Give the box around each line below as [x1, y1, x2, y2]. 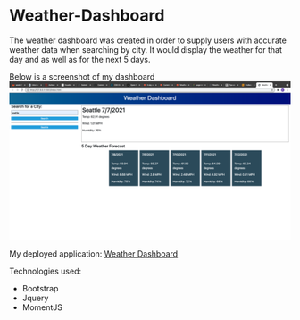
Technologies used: [9, 265, 82, 277]
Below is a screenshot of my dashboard [9, 71, 155, 81]
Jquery [21, 292, 49, 304]
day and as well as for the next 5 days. [9, 54, 151, 64]
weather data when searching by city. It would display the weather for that [9, 44, 283, 55]
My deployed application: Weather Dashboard [9, 248, 179, 259]
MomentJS [21, 302, 63, 313]
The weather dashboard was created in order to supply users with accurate [9, 35, 287, 46]
